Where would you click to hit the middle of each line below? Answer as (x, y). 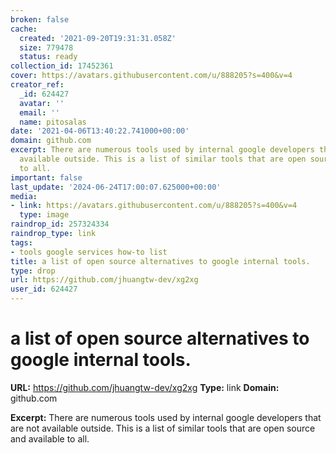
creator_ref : (37, 85)
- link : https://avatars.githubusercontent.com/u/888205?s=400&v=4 (154, 206)
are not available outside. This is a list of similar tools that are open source (163, 428)
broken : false (40, 19)
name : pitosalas (53, 122)
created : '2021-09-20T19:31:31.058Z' (98, 38)
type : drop (33, 271)
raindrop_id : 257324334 (60, 224)
